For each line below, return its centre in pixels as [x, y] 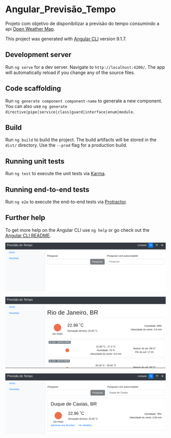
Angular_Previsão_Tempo [61, 9]
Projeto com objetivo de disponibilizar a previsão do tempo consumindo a [82, 23]
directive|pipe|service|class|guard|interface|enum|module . [70, 112]
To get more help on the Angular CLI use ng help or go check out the [77, 230]
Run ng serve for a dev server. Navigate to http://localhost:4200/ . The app [85, 67]
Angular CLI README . [28, 235]
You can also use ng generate [36, 106]
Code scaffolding [33, 88]
